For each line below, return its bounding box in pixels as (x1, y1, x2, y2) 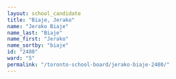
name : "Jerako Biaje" (7, 23, 69, 30)
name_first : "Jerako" (7, 36, 69, 43)
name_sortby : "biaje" (7, 42, 69, 49)
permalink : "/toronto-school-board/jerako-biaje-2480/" (7, 61, 170, 68)
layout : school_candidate (7, 10, 81, 17)
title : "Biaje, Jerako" (7, 16, 75, 23)
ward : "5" (7, 55, 36, 62)
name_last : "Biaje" (7, 29, 63, 36)
